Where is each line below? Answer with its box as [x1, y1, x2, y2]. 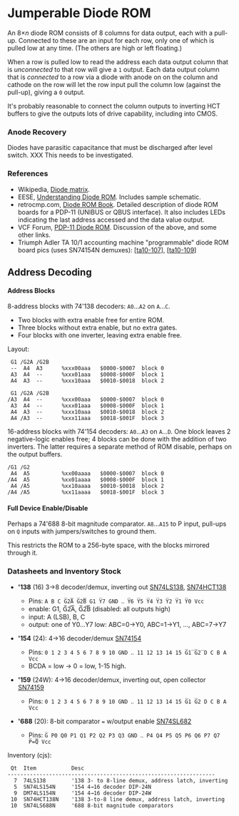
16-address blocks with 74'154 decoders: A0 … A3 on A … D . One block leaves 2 [7, 427, 231, 436]
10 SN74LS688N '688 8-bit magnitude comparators [10, 802, 174, 809]
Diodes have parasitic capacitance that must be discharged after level [7, 143, 213, 152]
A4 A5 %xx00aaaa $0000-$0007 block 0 [10, 470, 164, 477]
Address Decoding [7, 266, 92, 278]
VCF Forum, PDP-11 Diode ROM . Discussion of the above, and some [17, 223, 217, 231]
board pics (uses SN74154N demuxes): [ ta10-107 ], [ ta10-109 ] [17, 245, 197, 254]
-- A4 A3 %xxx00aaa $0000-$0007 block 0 [10, 365, 164, 372]
